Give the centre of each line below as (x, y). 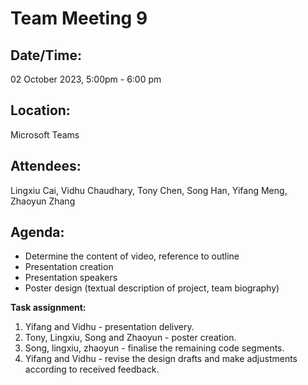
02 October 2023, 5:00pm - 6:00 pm (86, 79)
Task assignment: (48, 308)
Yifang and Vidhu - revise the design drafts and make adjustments (161, 359)
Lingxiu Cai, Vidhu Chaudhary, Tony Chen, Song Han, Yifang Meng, (149, 190)
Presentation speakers (71, 278)
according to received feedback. (92, 369)
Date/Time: (46, 55)
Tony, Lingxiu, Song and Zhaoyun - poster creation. (130, 338)
